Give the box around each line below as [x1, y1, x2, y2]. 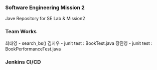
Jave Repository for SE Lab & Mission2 [5, 16, 85, 22]
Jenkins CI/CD [5, 58, 41, 65]
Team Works [5, 28, 37, 35]
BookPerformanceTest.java [5, 46, 61, 52]
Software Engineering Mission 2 [5, 4, 85, 11]
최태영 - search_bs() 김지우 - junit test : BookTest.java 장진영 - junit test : [5, 40, 153, 46]
